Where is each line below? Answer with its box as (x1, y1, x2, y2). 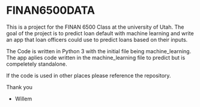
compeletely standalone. (6, 60, 67, 68)
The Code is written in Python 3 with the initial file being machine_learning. (6, 47, 192, 54)
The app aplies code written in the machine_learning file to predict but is (6, 54, 186, 61)
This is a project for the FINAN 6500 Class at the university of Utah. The (6, 23, 184, 30)
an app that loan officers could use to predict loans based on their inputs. (6, 36, 188, 43)
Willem (14, 95, 32, 102)
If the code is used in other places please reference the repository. (6, 72, 171, 79)
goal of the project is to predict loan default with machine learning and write (6, 29, 194, 36)
